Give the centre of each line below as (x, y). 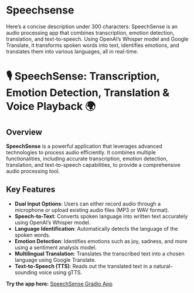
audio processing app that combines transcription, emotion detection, (90, 32)
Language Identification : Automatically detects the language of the (96, 228)
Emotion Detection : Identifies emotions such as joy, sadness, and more (101, 241)
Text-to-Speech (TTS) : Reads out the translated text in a (83, 266)
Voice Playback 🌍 (51, 107)
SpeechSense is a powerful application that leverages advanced (84, 146)
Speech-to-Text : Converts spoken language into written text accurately (101, 216)
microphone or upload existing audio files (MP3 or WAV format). (92, 210)
